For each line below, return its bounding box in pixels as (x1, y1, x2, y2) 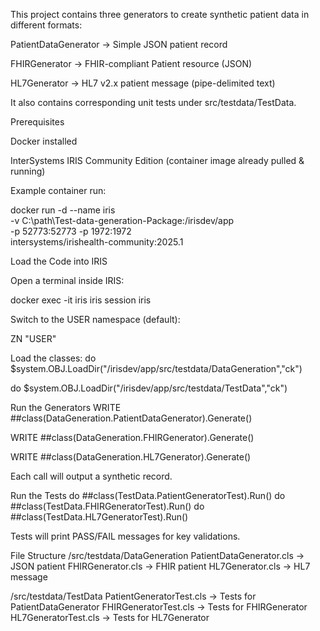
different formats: (10, 19, 83, 31)
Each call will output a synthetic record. (10, 470, 173, 482)
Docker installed (10, 135, 78, 147)
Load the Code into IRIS (10, 255, 108, 267)
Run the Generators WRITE (10, 402, 122, 413)
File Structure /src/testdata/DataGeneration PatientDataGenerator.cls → (10, 550, 305, 561)
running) (10, 165, 46, 177)
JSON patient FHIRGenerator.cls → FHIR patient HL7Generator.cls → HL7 (10, 560, 311, 572)
